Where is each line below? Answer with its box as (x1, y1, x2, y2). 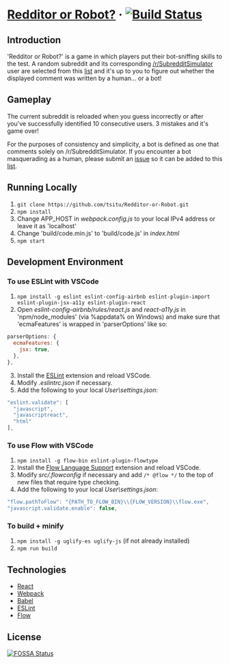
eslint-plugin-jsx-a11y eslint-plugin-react (16, 299, 146, 306)
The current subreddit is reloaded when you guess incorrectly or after (7, 112, 204, 120)
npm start (16, 237, 46, 245)
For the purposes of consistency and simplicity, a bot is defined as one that (7, 140, 219, 148)
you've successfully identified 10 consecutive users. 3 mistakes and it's (7, 119, 208, 127)
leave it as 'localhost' (16, 221, 77, 230)
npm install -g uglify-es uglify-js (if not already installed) (16, 537, 190, 545)
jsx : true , (19, 346, 51, 353)
